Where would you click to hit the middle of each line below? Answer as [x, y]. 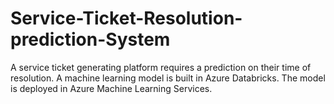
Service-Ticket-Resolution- [126, 18]
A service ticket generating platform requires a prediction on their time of [161, 67]
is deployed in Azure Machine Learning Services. [111, 88]
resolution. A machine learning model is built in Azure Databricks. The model [168, 78]
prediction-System [90, 39]
